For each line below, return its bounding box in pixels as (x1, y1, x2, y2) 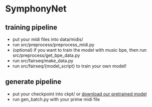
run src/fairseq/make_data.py (12, 58, 74, 63)
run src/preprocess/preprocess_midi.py (12, 42, 95, 48)
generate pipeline (5, 77, 62, 86)
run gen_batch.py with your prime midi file (12, 96, 100, 102)
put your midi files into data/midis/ (12, 36, 84, 42)
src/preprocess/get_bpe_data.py (12, 52, 80, 58)
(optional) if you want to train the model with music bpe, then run (12, 47, 147, 53)
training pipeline (5, 23, 58, 32)
